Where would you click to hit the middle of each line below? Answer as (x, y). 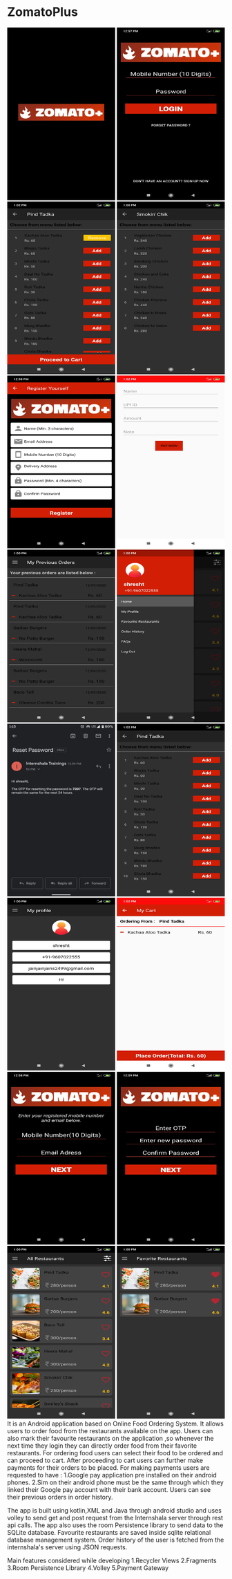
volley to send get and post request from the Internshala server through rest (115, 1517)
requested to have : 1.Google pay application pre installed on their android (112, 1475)
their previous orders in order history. (60, 1497)
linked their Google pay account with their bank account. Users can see (109, 1489)
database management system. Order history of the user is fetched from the (116, 1540)
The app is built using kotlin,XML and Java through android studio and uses (115, 1510)
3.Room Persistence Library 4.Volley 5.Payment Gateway (88, 1568)
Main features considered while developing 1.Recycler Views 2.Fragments (112, 1560)
